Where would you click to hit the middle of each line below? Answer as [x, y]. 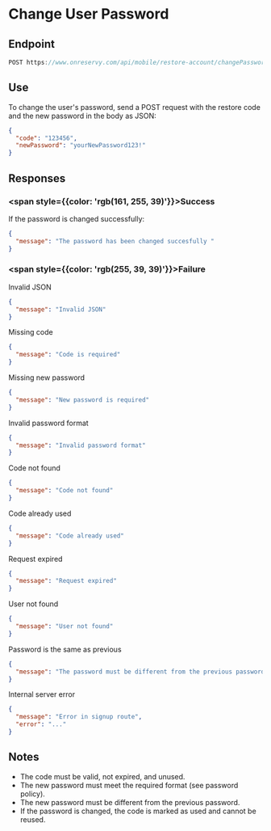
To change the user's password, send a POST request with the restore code [134, 107]
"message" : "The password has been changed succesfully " [115, 241]
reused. [33, 819]
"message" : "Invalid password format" [81, 445]
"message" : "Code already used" [70, 536]
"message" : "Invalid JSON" [61, 309]
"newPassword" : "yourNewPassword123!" [81, 146]
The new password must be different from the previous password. [130, 802]
